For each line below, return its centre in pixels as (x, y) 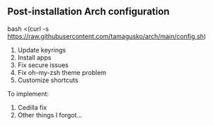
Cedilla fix (32, 107)
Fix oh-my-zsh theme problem (62, 72)
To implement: (28, 93)
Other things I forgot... (50, 115)
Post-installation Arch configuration (88, 12)
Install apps (34, 57)
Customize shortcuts (48, 80)
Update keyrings (41, 50)
